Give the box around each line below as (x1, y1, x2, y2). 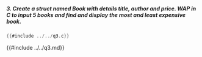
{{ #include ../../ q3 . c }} (6, 33, 70, 39)
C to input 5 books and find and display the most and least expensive (6, 11, 186, 18)
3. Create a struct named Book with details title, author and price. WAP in (6, 5, 197, 12)
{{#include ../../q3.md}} (6, 44, 65, 51)
